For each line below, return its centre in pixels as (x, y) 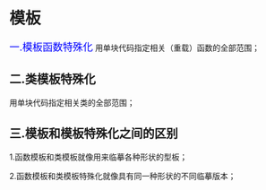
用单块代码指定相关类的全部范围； (72, 102)
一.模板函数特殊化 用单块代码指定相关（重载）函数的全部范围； (135, 47)
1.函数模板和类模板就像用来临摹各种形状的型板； (99, 157)
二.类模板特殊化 (53, 79)
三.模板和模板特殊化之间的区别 (94, 134)
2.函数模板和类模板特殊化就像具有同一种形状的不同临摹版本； (123, 176)
